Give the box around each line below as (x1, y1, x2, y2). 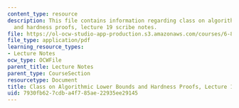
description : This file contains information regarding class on (7, 17, 205, 24)
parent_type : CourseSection (7, 70, 91, 77)
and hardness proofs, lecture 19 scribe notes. (14, 23, 158, 31)
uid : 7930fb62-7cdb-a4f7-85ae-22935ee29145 (7, 90, 139, 97)
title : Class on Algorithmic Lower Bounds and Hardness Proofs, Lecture (7, 83, 228, 90)
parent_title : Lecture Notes (7, 63, 94, 70)
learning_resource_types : (7, 43, 84, 50)
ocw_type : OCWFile (7, 57, 62, 64)
